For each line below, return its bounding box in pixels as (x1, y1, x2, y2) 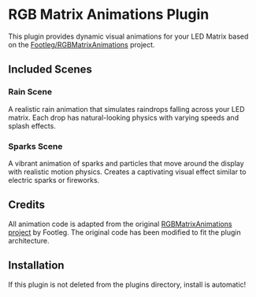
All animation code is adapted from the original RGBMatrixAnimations (8, 219, 232, 228)
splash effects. (8, 121, 57, 131)
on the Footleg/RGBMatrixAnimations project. (8, 39, 155, 49)
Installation (8, 258, 65, 273)
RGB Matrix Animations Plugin (8, 6, 210, 24)
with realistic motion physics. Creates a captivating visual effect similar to (8, 167, 247, 176)
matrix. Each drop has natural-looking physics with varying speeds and (8, 113, 239, 122)
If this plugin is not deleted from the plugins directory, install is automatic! (8, 280, 247, 289)
